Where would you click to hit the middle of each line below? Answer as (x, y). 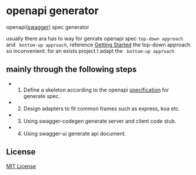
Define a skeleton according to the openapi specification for (96, 90)
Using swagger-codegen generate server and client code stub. (100, 121)
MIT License (21, 166)
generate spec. (42, 96)
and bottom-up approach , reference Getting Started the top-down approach (98, 45)
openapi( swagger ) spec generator (48, 27)
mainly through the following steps (72, 70)
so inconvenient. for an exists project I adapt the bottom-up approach (90, 51)
